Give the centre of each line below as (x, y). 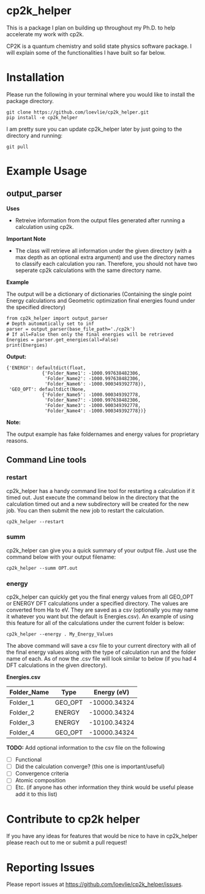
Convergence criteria (42, 774)
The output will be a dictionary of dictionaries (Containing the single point (99, 294)
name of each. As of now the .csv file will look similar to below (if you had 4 (102, 659)
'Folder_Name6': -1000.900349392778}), (96, 384)
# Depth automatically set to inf (50, 324)
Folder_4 (22, 733)
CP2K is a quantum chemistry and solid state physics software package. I (99, 46)
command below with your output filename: (61, 557)
